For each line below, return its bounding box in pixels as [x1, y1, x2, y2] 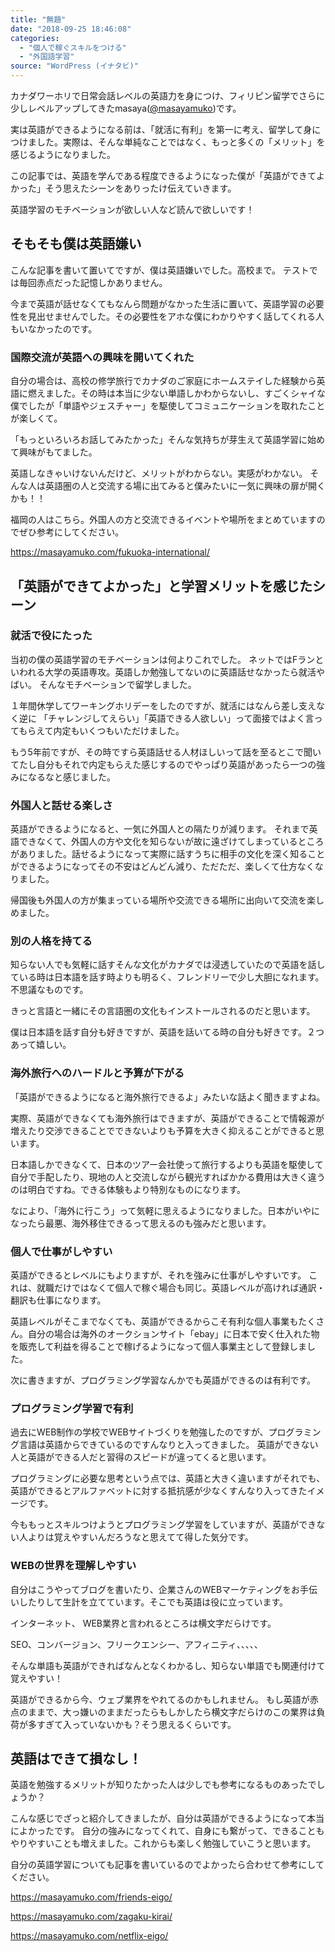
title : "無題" [10, 14, 67, 25]
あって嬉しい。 [10, 1039, 72, 1051]
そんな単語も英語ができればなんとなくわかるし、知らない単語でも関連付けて [10, 1659, 326, 1671]
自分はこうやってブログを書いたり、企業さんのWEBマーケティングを [10, 1583, 292, 1595]
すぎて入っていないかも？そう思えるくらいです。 [36, 1718, 237, 1730]
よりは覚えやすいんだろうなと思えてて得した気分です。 [27, 1531, 254, 1543]
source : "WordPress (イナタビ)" [10, 61, 139, 71]
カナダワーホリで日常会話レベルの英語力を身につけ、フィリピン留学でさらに [10, 90, 326, 101]
